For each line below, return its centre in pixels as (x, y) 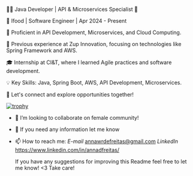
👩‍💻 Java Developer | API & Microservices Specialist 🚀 (72, 9)
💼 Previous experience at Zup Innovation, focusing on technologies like (94, 44)
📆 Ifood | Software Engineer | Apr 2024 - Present (67, 21)
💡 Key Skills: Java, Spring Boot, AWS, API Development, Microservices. (94, 83)
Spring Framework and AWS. (42, 50)
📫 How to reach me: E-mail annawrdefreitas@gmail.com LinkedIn (96, 141)
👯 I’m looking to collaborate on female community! (77, 118)
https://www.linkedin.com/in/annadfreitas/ (67, 150)
